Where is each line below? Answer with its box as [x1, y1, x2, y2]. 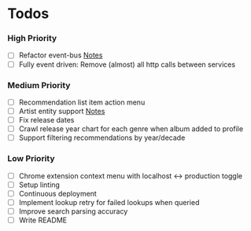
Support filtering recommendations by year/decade [18, 133, 186, 142]
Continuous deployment [18, 189, 98, 198]
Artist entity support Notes [18, 106, 105, 115]
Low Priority [7, 153, 56, 164]
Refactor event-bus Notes [18, 50, 103, 60]
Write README [18, 215, 68, 225]
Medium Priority [7, 79, 71, 90]
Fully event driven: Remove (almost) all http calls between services [18, 60, 236, 69]
